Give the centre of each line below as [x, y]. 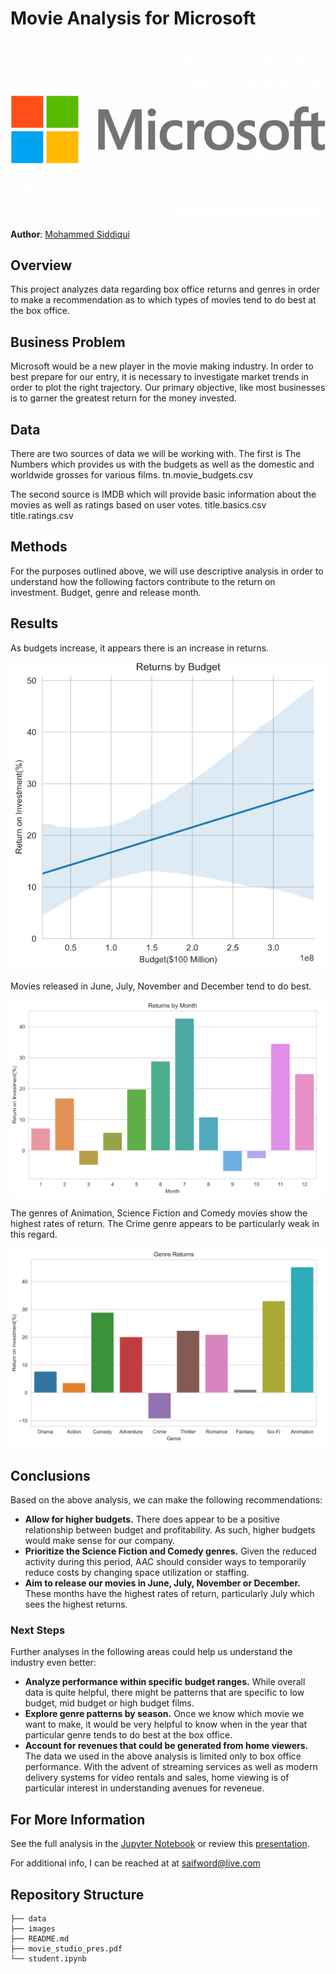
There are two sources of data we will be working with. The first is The [156, 454]
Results [34, 623]
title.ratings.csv [42, 516]
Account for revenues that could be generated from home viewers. [166, 1746]
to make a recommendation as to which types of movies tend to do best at [163, 300]
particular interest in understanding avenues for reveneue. [144, 1788]
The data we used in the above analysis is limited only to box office [163, 1756]
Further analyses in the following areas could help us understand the [151, 1652]
